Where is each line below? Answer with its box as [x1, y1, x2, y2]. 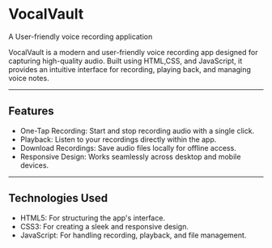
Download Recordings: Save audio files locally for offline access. [19, 143, 236, 152]
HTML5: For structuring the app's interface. [19, 212, 166, 223]
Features [8, 105, 54, 118]
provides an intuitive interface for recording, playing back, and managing [8, 64, 251, 74]
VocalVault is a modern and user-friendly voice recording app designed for [8, 47, 258, 57]
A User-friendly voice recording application [8, 32, 153, 41]
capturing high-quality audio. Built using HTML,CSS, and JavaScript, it [8, 56, 243, 66]
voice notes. [8, 73, 50, 83]
